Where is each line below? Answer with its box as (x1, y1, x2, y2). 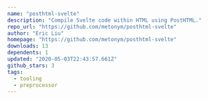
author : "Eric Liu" (7, 29, 64, 37)
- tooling (13, 75, 42, 82)
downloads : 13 (7, 43, 49, 49)
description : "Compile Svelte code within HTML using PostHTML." (7, 17, 202, 24)
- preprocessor (13, 82, 58, 89)
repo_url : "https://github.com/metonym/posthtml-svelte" (7, 23, 177, 30)
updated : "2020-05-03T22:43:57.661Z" (7, 56, 118, 63)
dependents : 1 (7, 49, 49, 56)
